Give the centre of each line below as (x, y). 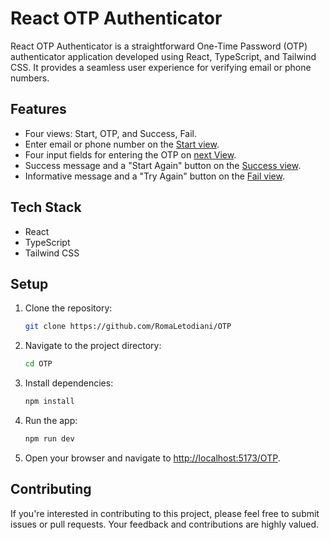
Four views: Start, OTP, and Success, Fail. (110, 133)
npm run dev (49, 439)
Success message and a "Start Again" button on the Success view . (163, 165)
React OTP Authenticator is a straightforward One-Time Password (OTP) (159, 46)
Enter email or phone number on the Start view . (122, 144)
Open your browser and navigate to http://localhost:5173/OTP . (152, 458)
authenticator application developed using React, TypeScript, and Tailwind (163, 56)
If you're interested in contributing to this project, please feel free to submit (165, 513)
